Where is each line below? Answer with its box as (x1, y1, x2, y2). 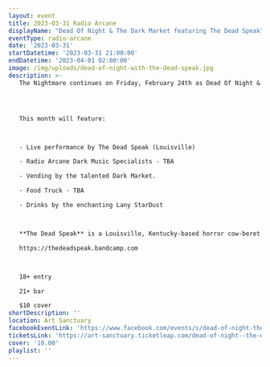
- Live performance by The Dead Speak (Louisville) (18, 143, 196, 151)
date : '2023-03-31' (8, 42, 74, 50)
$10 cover (18, 302, 52, 310)
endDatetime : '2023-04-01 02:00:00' (8, 57, 131, 65)
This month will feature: (18, 114, 106, 123)
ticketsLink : (8, 331, 52, 340)
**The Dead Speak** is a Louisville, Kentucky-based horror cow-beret (18, 230, 261, 238)
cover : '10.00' (8, 339, 59, 347)
